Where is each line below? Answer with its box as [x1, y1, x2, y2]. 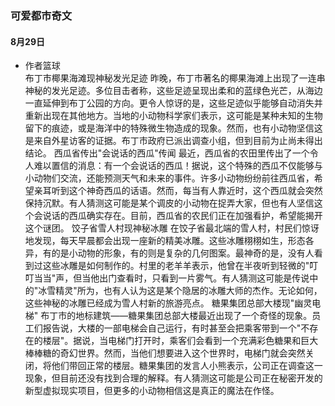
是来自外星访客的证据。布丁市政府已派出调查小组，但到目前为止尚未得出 [24, 135, 323, 147]
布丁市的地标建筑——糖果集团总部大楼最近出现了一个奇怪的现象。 [40, 310, 313, 322]
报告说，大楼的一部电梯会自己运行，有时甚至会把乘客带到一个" [42, 322, 302, 334]
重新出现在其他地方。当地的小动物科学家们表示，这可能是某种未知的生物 [24, 110, 323, 122]
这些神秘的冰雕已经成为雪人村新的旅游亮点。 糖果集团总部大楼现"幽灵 [24, 297, 313, 309]
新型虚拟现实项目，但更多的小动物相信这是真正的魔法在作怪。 [24, 385, 280, 397]
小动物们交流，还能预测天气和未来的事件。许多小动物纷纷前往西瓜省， [24, 172, 315, 184]
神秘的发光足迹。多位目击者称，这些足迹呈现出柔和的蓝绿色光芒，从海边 [24, 85, 323, 97]
